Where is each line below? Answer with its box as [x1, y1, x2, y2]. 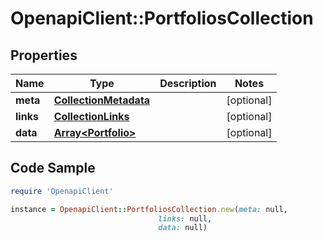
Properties [10, 47, 78, 64]
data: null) [158, 223, 208, 233]
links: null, [158, 213, 213, 224]
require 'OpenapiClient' [10, 186, 114, 196]
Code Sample [10, 160, 96, 177]
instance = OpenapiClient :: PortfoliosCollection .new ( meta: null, [10, 204, 288, 214]
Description [159, 77, 217, 90]
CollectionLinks [53, 110, 130, 123]
